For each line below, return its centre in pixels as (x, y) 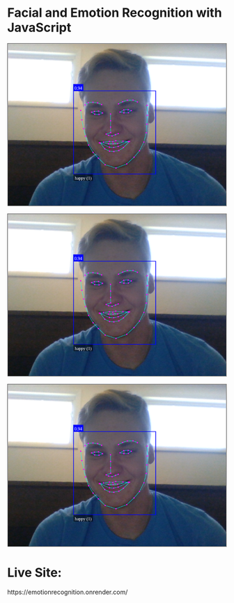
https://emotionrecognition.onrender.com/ (68, 592)
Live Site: (34, 572)
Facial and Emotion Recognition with (115, 13)
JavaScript (39, 28)
